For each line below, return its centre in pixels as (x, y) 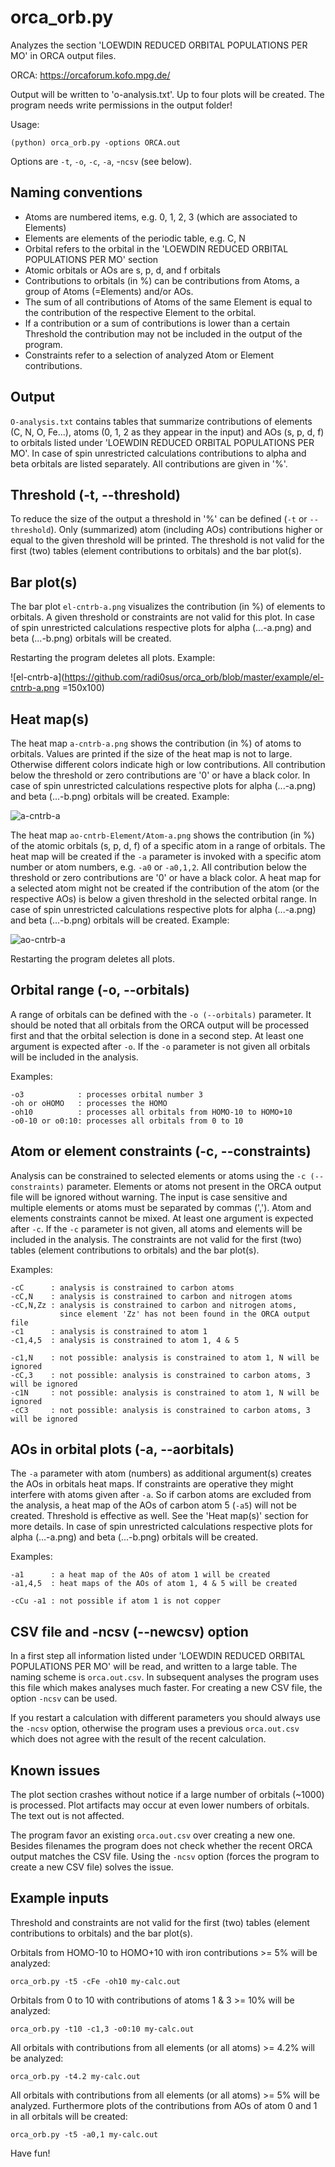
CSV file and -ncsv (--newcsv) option (129, 1631)
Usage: (25, 124)
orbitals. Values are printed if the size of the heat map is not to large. (151, 754)
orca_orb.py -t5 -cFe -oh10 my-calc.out (96, 1981)
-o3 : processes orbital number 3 (106, 1094)
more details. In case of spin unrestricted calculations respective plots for (161, 1527)
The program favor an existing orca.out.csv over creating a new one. (153, 1835)
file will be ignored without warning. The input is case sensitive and (149, 1197)
